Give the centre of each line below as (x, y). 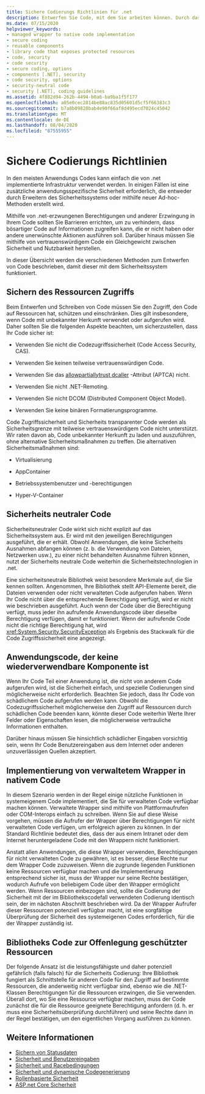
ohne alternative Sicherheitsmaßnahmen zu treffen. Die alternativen (91, 441)
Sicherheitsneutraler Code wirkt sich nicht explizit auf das (79, 529)
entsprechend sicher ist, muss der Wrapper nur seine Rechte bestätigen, (98, 878)
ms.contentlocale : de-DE (38, 120)
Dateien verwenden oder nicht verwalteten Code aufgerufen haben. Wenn (99, 593)
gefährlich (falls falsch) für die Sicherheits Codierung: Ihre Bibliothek (92, 973)
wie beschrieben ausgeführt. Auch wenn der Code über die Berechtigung (99, 606)
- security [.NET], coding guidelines (56, 91)
